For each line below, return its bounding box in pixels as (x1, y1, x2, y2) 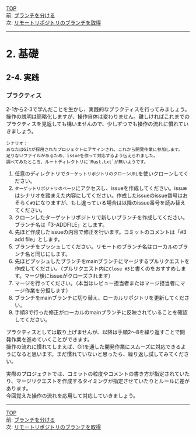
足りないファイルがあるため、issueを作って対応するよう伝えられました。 (6, 153, 158, 158)
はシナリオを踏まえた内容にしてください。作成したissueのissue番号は (14, 192, 183, 199)
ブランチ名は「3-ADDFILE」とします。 (14, 221, 108, 228)
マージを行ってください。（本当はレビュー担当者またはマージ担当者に (14, 279, 181, 286)
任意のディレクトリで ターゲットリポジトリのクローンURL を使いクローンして (14, 169, 184, 177)
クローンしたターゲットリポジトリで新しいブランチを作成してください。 (14, 213, 188, 221)
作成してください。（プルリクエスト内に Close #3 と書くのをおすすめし (14, 265, 181, 272)
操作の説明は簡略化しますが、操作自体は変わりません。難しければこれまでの (6, 113, 190, 120)
